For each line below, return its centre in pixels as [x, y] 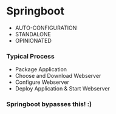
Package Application [41, 69]
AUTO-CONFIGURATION [46, 28]
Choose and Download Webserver [58, 76]
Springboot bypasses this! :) [49, 104]
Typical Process [30, 56]
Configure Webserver [42, 82]
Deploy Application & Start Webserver [63, 89]
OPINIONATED [33, 40]
